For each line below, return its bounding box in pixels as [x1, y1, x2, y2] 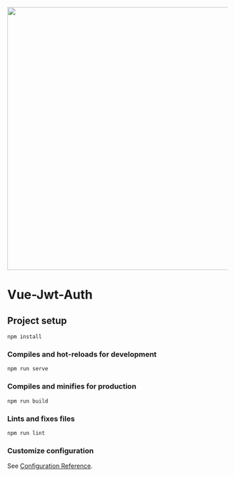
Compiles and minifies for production [7, 382, 136, 391]
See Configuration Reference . [7, 462, 93, 470]
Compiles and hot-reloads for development [7, 349, 157, 359]
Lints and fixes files [7, 414, 76, 424]
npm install [7, 333, 42, 340]
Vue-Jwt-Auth [7, 287, 93, 303]
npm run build [7, 397, 49, 405]
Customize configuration [7, 445, 94, 455]
